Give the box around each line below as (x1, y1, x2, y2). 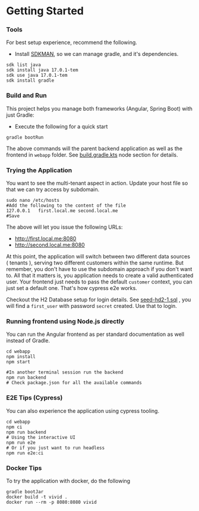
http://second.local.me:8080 (14, 241, 85, 248)
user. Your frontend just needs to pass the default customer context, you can (6, 278, 192, 285)
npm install (6, 354, 36, 360)
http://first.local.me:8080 (14, 235, 77, 242)
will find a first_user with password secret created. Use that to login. (6, 303, 177, 310)
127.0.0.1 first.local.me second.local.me (6, 208, 118, 214)
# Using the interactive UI (6, 434, 76, 440)
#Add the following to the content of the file (6, 202, 127, 209)
